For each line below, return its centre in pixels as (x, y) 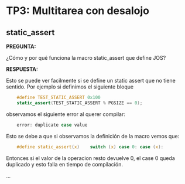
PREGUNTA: (21, 46)
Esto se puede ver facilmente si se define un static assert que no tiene (91, 81)
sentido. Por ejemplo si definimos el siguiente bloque (70, 87)
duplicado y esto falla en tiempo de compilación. (64, 164)
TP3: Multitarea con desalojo (78, 11)
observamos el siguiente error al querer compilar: (66, 114)
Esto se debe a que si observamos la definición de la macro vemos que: (93, 136)
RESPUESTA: (22, 69)
